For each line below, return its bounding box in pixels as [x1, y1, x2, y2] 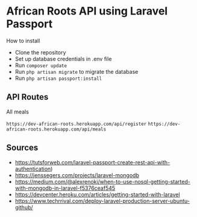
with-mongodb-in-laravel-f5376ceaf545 [14, 184, 116, 192]
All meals [6, 108, 29, 115]
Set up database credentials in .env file [14, 55, 112, 62]
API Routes [6, 92, 49, 102]
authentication [14, 165, 51, 172]
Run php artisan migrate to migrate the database [14, 68, 139, 75]
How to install [6, 37, 40, 44]
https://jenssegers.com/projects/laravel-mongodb [14, 171, 140, 179]
